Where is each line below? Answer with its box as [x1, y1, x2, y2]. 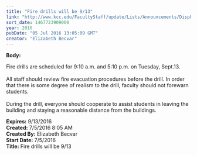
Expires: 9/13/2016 [6, 118, 52, 125]
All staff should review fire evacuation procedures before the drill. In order [6, 75, 185, 82]
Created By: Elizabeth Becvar [6, 130, 78, 137]
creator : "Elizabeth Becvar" [6, 36, 77, 42]
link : [6, 14, 19, 20]
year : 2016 [6, 25, 33, 31]
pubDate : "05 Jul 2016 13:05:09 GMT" [6, 30, 98, 36]
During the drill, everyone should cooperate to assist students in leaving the [6, 101, 189, 107]
